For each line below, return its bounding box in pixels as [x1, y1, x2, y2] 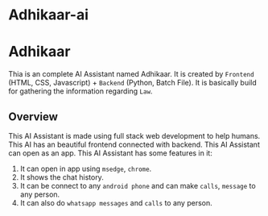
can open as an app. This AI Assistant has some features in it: [8, 147, 213, 158]
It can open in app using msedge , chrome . [19, 164, 152, 173]
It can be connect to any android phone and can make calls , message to [19, 181, 256, 190]
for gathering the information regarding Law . [8, 86, 153, 96]
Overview [8, 110, 59, 123]
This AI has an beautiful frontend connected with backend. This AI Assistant [8, 139, 260, 149]
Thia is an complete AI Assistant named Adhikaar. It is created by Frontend [8, 69, 255, 79]
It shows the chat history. [19, 172, 105, 182]
